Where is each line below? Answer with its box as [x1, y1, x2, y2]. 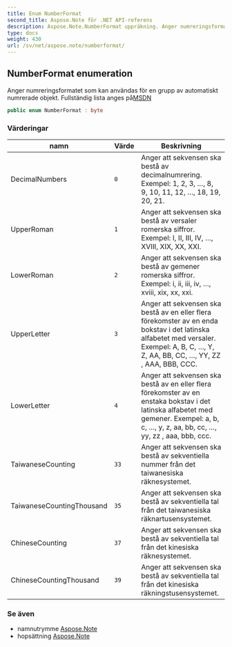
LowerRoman [10, 270, 54, 280]
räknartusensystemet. [141, 514, 212, 523]
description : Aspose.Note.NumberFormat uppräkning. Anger [7, 23, 177, 30]
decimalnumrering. [141, 170, 202, 180]
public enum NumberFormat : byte [7, 106, 104, 114]
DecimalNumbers [10, 174, 67, 184]
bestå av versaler [141, 216, 197, 225]
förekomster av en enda [141, 316, 219, 326]
